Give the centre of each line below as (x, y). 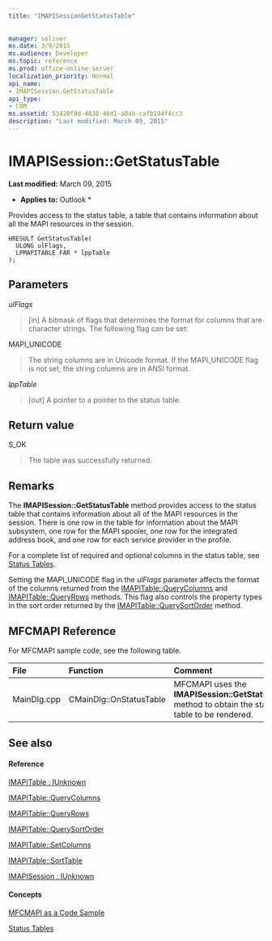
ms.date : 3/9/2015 (39, 46)
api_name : (25, 83)
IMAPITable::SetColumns (50, 845)
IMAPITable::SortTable (45, 860)
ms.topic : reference (43, 62)
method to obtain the (213, 705)
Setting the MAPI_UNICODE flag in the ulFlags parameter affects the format (134, 580)
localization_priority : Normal (61, 76)
